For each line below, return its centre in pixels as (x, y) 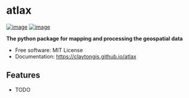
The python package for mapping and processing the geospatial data (94, 38)
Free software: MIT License (49, 50)
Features (23, 75)
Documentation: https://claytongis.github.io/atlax (76, 56)
